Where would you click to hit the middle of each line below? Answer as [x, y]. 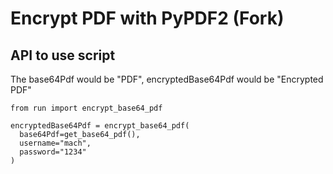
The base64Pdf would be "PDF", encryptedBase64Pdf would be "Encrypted [167, 79]
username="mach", [55, 143]
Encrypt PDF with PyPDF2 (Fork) [147, 18]
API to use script [63, 55]
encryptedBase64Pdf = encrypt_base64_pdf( [100, 126]
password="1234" [53, 152]
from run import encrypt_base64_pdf [86, 108]
